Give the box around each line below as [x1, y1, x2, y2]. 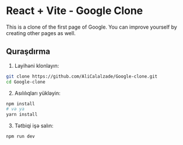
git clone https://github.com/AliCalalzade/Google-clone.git [6, 73, 158, 80]
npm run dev [6, 133, 35, 140]
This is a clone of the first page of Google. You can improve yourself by [6, 23, 178, 30]
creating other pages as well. [6, 29, 76, 36]
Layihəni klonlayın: [14, 62, 59, 69]
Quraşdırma [6, 47, 51, 57]
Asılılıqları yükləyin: [14, 89, 61, 96]
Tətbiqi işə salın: [14, 122, 54, 129]
